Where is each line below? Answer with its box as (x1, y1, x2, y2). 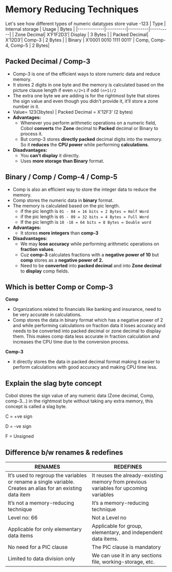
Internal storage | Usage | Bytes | (5, 26, 75, 32)
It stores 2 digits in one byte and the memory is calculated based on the (12, 81, 164, 88)
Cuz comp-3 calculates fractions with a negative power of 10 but (20, 251, 159, 258)
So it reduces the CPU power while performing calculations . (20, 141, 149, 147)
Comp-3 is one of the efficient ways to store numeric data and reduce (12, 71, 160, 77)
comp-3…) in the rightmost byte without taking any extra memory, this (5, 398, 154, 404)
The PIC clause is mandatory (92, 544, 161, 550)
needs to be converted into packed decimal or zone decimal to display (12, 328, 161, 334)
